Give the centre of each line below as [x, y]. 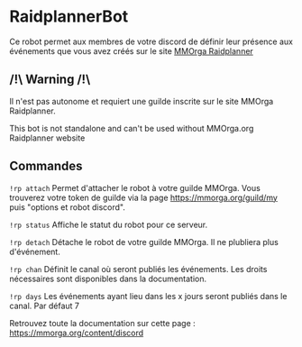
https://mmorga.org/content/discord [77, 333]
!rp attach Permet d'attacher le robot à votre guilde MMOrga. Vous [135, 187]
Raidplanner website [47, 138]
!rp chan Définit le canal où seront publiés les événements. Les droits [138, 269]
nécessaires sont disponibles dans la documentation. [108, 279]
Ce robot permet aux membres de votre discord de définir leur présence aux [151, 41]
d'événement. [35, 251]
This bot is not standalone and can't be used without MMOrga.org [132, 128]
